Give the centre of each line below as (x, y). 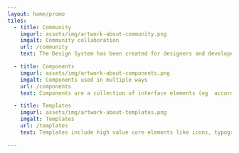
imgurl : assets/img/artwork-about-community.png (94, 34)
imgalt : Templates (47, 119)
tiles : (17, 21)
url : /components (46, 86)
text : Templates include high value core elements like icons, (116, 132)
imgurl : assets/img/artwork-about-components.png (95, 73)
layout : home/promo (36, 14)
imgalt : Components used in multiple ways (84, 80)
